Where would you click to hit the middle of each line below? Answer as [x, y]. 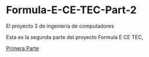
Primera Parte [23, 48]
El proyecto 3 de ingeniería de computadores [60, 26]
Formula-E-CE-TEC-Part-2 [71, 10]
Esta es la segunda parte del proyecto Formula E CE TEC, [75, 37]
